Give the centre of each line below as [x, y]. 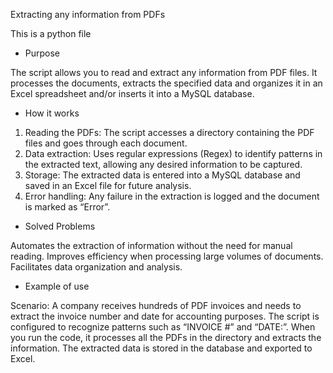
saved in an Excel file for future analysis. [108, 185]
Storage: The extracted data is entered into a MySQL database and [162, 175]
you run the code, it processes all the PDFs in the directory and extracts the [166, 337]
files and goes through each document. [106, 143]
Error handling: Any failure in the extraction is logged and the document [172, 196]
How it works [52, 113]
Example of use [57, 286]
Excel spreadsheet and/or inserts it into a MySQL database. [132, 93]
